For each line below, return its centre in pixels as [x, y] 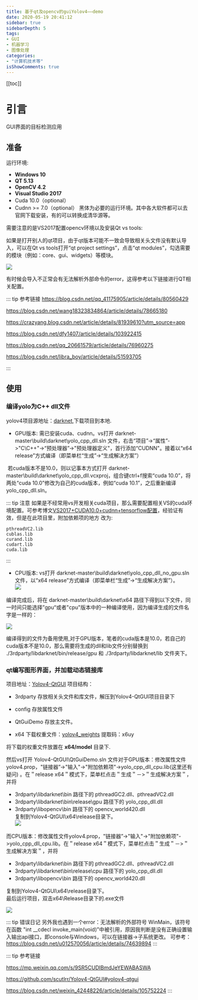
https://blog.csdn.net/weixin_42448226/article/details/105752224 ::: [89, 991]
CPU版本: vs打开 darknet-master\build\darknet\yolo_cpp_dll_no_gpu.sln [102, 573]
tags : [13, 34]
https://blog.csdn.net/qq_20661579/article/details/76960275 [80, 345]
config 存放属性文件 [39, 709]
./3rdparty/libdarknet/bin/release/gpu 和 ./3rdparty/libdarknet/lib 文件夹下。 [98, 653]
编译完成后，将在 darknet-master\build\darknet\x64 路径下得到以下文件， [96, 600]
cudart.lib [20, 544]
